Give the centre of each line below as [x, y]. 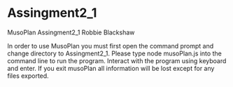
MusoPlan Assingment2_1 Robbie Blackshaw [71, 32]
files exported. [28, 76]
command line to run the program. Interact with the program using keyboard [117, 60]
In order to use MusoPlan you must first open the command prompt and [111, 46]
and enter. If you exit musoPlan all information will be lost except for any [111, 68]
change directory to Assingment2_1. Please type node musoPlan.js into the [114, 53]
